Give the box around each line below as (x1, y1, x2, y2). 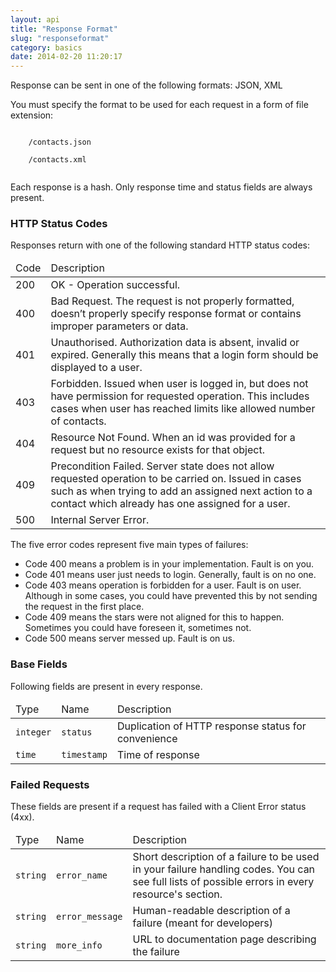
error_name (56, 870, 108, 881)
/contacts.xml (28, 155, 87, 165)
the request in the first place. (24, 601, 145, 613)
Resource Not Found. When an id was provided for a (50, 431, 296, 445)
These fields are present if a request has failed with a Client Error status (10, 801, 307, 813)
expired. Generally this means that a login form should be (50, 348, 319, 362)
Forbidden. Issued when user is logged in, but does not (50, 377, 309, 391)
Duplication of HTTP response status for (116, 719, 307, 733)
